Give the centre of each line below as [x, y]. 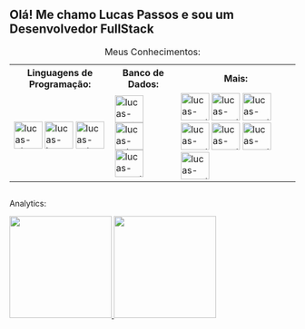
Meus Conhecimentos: [152, 52]
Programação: [60, 83]
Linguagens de [60, 73]
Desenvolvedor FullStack [82, 29]
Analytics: [28, 204]
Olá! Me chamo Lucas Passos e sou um [122, 15]
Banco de [143, 73]
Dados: [143, 83]
